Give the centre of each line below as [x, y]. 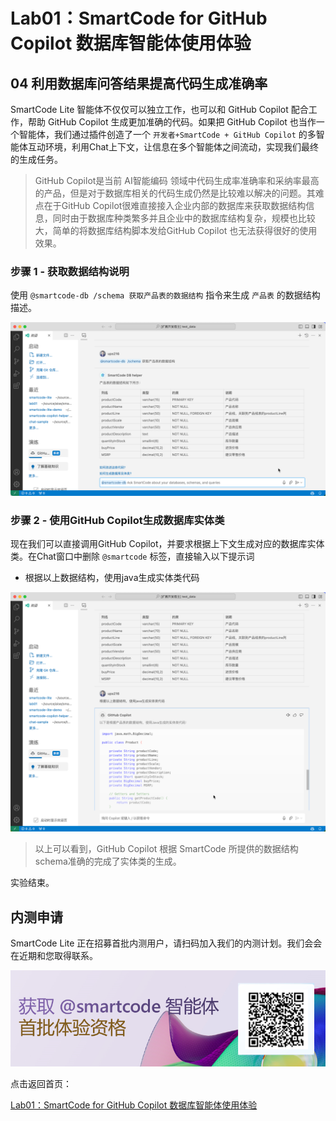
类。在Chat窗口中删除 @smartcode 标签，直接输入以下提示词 [132, 556]
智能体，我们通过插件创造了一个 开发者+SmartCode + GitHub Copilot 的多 [167, 134]
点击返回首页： [41, 1084]
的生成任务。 [36, 159]
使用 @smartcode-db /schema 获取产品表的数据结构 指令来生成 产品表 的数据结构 [165, 295]
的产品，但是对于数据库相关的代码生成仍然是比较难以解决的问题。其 [175, 193]
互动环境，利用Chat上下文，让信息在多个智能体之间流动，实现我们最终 [173, 147]
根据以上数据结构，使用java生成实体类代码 [112, 578]
